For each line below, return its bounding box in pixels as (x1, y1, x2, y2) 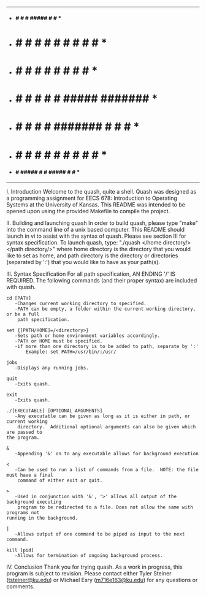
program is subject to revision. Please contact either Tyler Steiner (6, 569, 172, 577)
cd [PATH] (6, 295, 32, 301)
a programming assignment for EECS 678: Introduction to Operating (6, 194, 178, 202)
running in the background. (6, 515, 78, 521)
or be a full (6, 311, 40, 317)
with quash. (6, 283, 36, 290)
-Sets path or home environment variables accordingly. (14, 332, 161, 339)
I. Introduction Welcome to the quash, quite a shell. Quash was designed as (6, 188, 197, 195)
